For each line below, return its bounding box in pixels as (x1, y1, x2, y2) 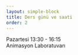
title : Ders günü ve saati (6, 14, 73, 20)
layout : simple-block (6, 8, 60, 15)
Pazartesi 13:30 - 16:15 (6, 36, 61, 43)
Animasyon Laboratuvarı (6, 42, 66, 49)
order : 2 (6, 20, 28, 25)
